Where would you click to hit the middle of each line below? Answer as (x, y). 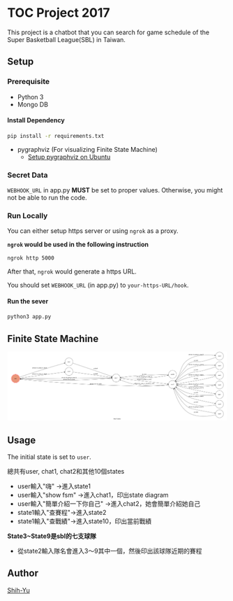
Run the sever (28, 301)
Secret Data (28, 175)
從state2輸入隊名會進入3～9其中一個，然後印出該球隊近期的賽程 (110, 551)
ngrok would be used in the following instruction (78, 245)
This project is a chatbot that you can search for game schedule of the (108, 32)
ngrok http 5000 (31, 258)
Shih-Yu (18, 590)
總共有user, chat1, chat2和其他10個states (66, 472)
